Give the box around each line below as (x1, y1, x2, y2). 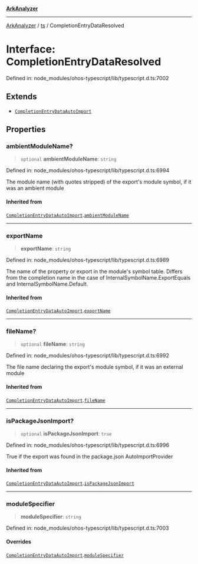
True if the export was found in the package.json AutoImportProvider (6, 452, 173, 460)
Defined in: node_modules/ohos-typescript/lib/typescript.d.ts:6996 (6, 441, 170, 448)
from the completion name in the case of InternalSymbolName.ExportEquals (6, 274, 191, 281)
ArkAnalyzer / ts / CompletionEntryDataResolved (6, 22, 124, 29)
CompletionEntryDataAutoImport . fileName (6, 396, 105, 404)
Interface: (6, 42, 56, 56)
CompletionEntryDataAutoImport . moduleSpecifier (6, 551, 124, 558)
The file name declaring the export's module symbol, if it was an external (6, 363, 183, 370)
